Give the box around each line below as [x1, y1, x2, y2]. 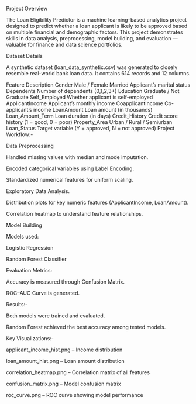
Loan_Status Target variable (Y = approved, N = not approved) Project [6, 125, 175, 132]
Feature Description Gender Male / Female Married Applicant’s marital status [6, 81, 191, 88]
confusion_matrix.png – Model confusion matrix [6, 380, 121, 387]
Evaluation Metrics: [6, 267, 53, 274]
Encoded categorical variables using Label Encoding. [6, 165, 135, 172]
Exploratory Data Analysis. [6, 188, 70, 195]
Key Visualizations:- [6, 335, 54, 341]
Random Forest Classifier [6, 255, 67, 263]
